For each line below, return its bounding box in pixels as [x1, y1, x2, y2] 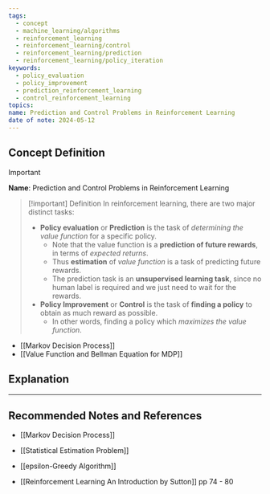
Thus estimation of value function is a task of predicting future [51, 256, 261, 266]
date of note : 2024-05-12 [8, 116, 95, 125]
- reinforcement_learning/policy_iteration [15, 57, 163, 65]
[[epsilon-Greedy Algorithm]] [19, 461, 117, 471]
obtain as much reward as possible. [39, 308, 158, 317]
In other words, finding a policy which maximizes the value [51, 316, 247, 326]
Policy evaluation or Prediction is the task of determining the [39, 223, 243, 232]
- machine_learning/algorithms [15, 27, 121, 35]
